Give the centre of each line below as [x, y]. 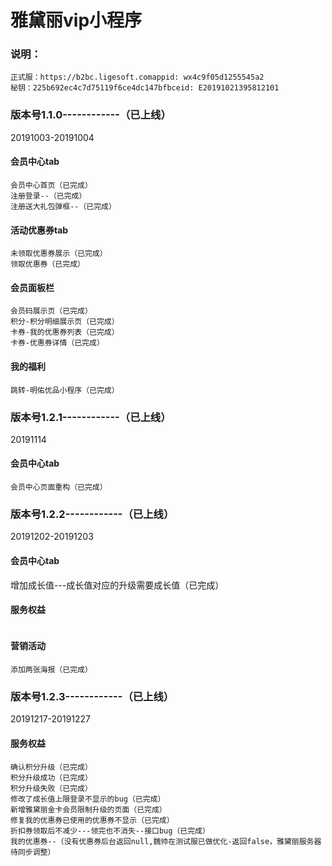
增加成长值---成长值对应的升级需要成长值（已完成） [117, 585]
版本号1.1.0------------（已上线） [91, 115]
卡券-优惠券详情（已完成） [57, 343]
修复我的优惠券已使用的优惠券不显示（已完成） [92, 820]
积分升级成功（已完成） [51, 777]
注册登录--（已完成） [48, 196]
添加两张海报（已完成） [51, 670]
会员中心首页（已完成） [51, 185]
